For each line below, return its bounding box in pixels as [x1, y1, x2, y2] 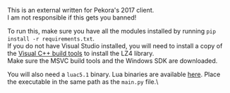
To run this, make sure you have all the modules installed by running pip [7, 27, 217, 35]
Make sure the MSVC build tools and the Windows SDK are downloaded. [7, 57, 218, 65]
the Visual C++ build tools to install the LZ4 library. [7, 49, 155, 57]
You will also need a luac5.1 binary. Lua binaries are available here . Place [7, 70, 221, 78]
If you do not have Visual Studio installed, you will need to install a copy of [7, 42, 223, 50]
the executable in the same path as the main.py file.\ [7, 78, 159, 86]
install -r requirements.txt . [7, 34, 95, 43]
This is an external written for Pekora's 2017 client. [7, 6, 155, 14]
